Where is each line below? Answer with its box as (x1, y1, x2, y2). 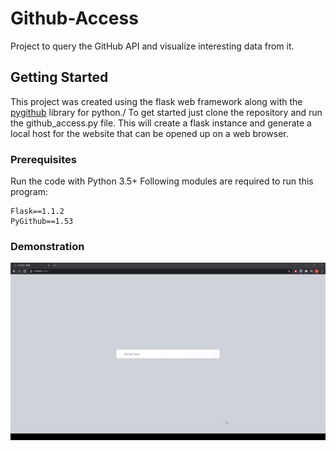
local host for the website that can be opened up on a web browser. (10, 127, 289, 139)
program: (10, 186, 49, 198)
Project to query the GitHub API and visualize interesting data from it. (10, 40, 295, 52)
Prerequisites (10, 152, 77, 166)
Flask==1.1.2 (10, 207, 65, 217)
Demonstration (10, 239, 85, 253)
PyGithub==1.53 (10, 217, 74, 227)
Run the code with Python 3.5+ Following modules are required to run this (10, 175, 314, 187)
